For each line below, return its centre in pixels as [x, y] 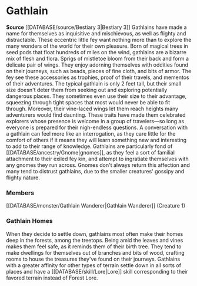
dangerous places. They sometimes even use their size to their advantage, [96, 96]
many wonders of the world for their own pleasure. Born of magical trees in [97, 46]
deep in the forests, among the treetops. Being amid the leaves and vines [95, 240]
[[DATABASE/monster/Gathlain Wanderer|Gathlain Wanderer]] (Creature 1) [96, 206]
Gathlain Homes [29, 221]
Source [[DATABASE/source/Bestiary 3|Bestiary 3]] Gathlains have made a [96, 27]
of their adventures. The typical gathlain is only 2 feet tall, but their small [94, 83]
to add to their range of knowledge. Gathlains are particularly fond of [89, 146]
